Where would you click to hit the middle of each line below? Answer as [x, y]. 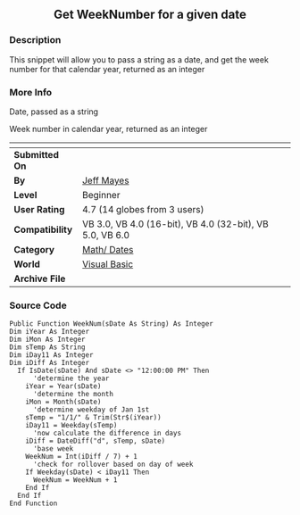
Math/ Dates [108, 249]
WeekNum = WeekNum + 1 [75, 480]
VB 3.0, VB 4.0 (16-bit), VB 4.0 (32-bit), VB [175, 224]
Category [34, 249]
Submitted [37, 154]
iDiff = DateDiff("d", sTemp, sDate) [96, 441]
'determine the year [71, 378]
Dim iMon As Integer [48, 340]
